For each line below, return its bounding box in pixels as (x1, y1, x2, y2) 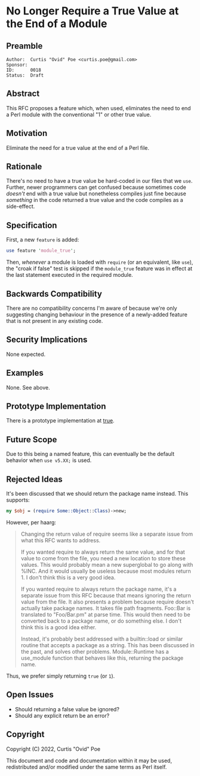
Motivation (6, 128, 48, 138)
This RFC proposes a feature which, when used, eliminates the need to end (6, 104, 191, 111)
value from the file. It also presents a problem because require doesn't (20, 598, 194, 605)
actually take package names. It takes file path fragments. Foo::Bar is (20, 604, 191, 612)
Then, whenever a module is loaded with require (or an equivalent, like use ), (6, 259, 193, 266)
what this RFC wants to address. (20, 536, 101, 543)
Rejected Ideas (6, 474, 63, 484)
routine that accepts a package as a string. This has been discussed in (20, 641, 195, 648)
